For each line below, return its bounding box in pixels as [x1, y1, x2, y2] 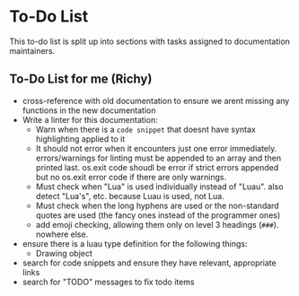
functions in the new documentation [22, 105, 156, 116]
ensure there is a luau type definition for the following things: [22, 238, 248, 248]
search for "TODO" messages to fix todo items [22, 276, 195, 287]
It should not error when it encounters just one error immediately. [35, 143, 277, 153]
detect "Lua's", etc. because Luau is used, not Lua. [35, 190, 224, 201]
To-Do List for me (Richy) [9, 72, 153, 87]
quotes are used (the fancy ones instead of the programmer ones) [35, 209, 281, 221]
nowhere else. [35, 229, 89, 239]
